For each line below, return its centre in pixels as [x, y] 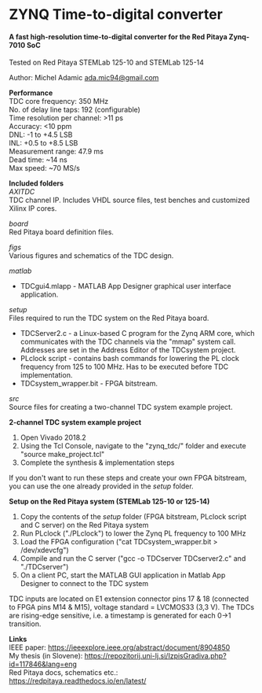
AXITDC [22, 192]
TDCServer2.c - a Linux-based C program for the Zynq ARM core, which [137, 334]
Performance [31, 93]
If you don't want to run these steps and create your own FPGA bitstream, [128, 478]
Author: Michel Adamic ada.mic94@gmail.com [84, 78]
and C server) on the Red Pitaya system [84, 525]
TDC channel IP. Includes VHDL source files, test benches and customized [129, 200]
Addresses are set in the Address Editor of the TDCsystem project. [128, 350]
